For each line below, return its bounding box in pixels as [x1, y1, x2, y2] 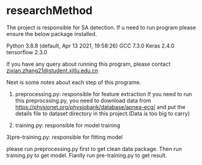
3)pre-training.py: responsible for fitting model [6, 133, 123, 141]
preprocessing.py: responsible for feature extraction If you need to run [15, 90, 192, 97]
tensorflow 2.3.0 [6, 48, 47, 55]
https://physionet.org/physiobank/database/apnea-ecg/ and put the [15, 103, 186, 110]
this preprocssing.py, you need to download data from [15, 97, 151, 104]
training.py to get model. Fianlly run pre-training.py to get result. [6, 152, 167, 159]
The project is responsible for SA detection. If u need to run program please [6, 24, 197, 31]
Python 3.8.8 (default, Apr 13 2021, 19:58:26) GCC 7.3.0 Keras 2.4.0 [6, 42, 175, 49]
